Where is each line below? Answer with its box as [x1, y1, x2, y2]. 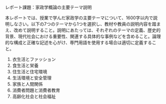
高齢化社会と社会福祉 [12, 94, 56, 99]
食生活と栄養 [12, 62, 39, 68]
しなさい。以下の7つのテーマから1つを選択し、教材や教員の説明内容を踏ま [9, 21, 161, 27]
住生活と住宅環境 [12, 69, 47, 74]
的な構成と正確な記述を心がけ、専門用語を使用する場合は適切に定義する [5, 40, 152, 46]
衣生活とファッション [12, 56, 56, 62]
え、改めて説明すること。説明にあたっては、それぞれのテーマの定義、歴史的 [5, 27, 161, 33]
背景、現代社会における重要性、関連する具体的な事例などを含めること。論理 [5, 34, 161, 39]
